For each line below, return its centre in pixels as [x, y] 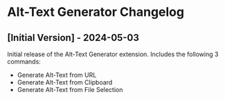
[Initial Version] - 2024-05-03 [73, 38]
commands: [24, 62]
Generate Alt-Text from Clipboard [65, 82]
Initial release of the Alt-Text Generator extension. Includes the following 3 [113, 54]
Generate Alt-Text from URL [57, 75]
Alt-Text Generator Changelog [96, 12]
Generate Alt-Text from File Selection [70, 90]
